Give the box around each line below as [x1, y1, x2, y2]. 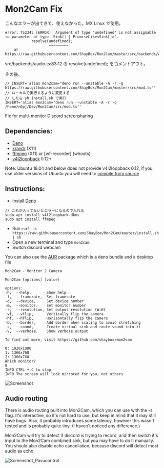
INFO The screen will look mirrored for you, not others [5, 371, 123, 376]
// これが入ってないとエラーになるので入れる [5, 208, 84, 213]
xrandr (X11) [12, 145, 37, 151]
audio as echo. [5, 448, 35, 454]
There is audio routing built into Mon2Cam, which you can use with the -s [5, 407, 153, 413]
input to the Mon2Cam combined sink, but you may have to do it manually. [5, 438, 155, 443]
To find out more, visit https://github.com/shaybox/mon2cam [5, 337, 132, 342]
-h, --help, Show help [5, 290, 67, 295]
